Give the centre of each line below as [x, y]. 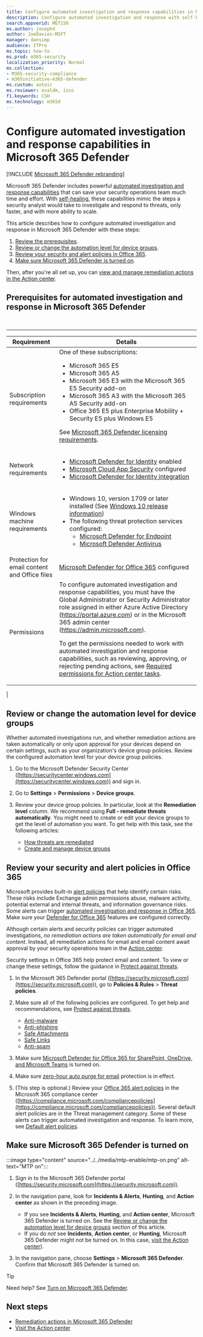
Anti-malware [41, 1021]
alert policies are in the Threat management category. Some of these [101, 1114]
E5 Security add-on [98, 388]
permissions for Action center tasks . [110, 674]
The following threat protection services [126, 521]
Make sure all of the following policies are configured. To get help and [102, 1002]
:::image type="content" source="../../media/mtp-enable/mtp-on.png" [93, 1159]
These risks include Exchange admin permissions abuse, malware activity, [99, 898]
